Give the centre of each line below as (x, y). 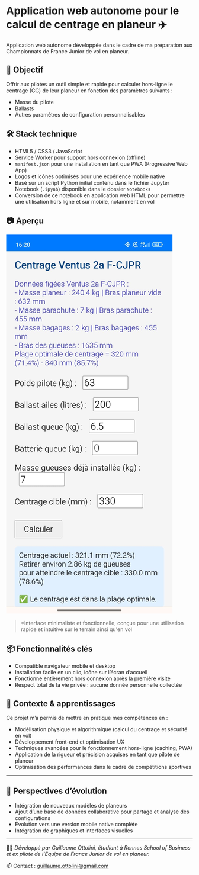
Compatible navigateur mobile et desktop (65, 666)
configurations (33, 818)
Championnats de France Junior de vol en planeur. (68, 51)
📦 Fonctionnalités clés (49, 649)
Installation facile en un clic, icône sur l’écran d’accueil (81, 673)
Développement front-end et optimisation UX (70, 742)
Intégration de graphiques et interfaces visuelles (74, 831)
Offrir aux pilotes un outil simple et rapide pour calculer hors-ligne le (89, 84)
